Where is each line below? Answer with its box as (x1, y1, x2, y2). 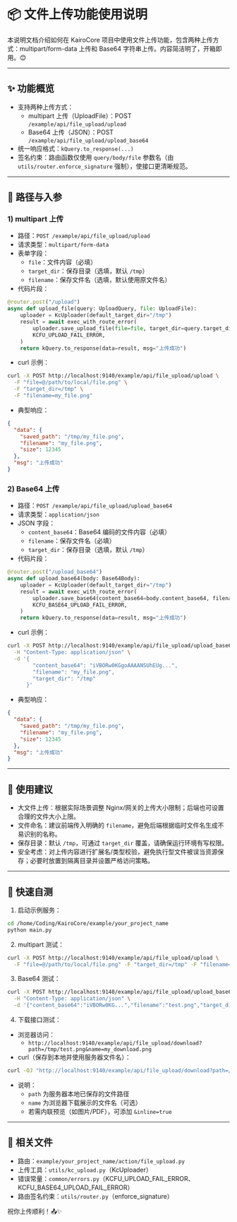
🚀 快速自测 (7, 886, 53, 898)
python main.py (7, 927, 52, 934)
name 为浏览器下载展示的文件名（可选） (28, 1098, 142, 1107)
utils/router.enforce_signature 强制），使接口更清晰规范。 (17, 162, 192, 170)
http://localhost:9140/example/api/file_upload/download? (28, 1040, 202, 1047)
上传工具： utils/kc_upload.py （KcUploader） (17, 1165, 153, 1174)
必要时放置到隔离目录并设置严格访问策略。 (30, 857, 154, 865)
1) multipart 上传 (7, 214, 64, 224)
